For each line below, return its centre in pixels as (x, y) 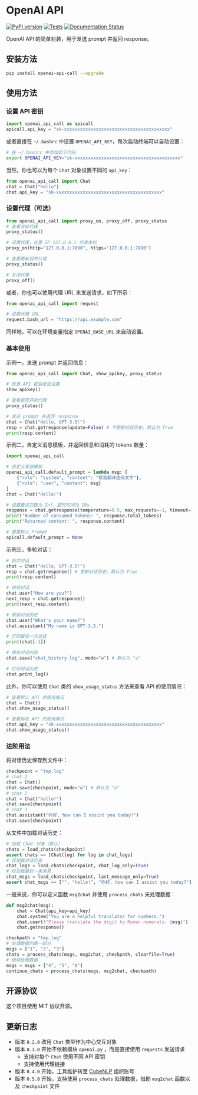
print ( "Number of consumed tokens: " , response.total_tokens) (84, 516)
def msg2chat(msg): (30, 905)
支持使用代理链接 (44, 1064)
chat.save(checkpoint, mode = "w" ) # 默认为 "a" (63, 788)
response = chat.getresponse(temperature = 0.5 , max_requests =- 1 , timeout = (99, 510)
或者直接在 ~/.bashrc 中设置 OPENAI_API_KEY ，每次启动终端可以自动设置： (95, 142)
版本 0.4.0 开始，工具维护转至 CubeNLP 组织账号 (74, 1071)
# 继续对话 (18, 588)
